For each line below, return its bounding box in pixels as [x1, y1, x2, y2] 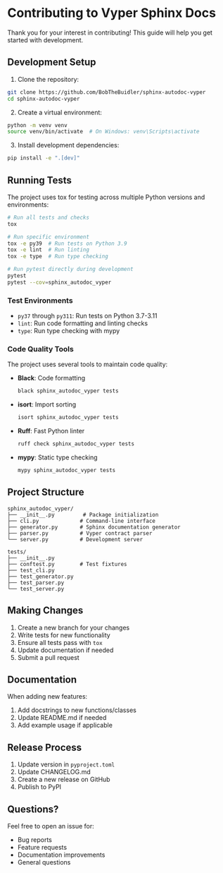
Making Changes [7, 605, 84, 617]
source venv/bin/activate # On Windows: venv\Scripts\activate [7, 128, 200, 136]
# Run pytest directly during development [7, 266, 134, 273]
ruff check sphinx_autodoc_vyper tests [17, 440, 135, 447]
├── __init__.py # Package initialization [7, 511, 159, 518]
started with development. [7, 35, 84, 44]
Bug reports [17, 835, 53, 844]
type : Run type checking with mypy [17, 327, 120, 335]
